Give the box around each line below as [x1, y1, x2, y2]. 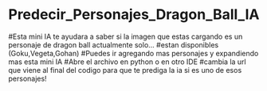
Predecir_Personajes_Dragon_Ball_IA [8, 6, 260, 24]
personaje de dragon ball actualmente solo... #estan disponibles [8, 40, 219, 49]
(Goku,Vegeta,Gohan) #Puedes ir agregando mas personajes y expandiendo [8, 48, 259, 58]
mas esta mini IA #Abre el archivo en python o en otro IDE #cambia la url [8, 57, 246, 66]
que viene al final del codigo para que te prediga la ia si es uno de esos [8, 65, 242, 74]
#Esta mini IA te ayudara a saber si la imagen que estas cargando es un [8, 32, 243, 41]
